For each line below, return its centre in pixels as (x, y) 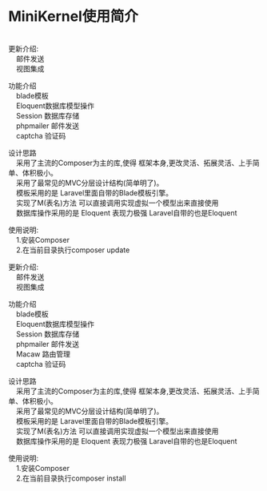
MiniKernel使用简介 (73, 16)
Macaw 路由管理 (43, 354)
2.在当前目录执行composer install (71, 478)
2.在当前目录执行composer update (73, 250)
